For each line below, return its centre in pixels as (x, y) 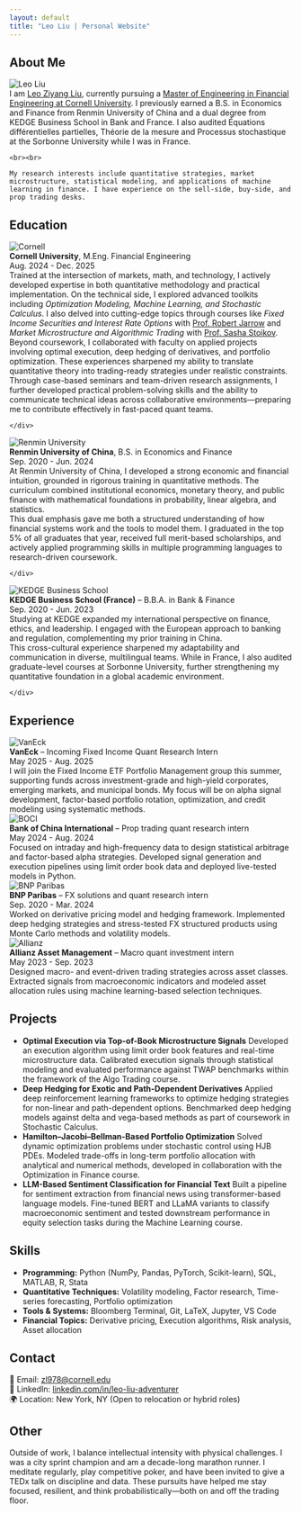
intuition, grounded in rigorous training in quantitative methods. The (134, 481)
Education (39, 225)
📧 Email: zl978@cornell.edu (60, 1380)
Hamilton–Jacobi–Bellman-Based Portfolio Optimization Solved (142, 1136)
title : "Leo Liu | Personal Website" (80, 26)
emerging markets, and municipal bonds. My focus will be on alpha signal (145, 789)
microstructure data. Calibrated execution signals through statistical (148, 1059)
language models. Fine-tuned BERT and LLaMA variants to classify (146, 1203)
